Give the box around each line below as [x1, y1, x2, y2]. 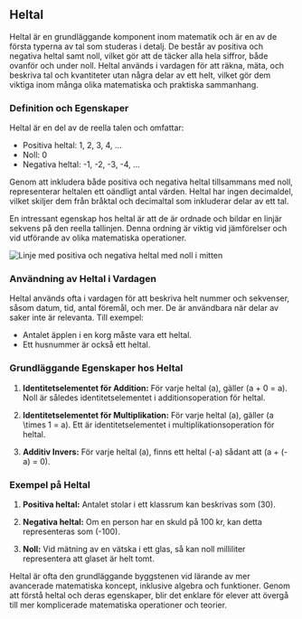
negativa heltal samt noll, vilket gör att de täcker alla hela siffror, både [9, 50, 269, 61]
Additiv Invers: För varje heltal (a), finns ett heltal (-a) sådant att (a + [22, 446, 279, 457]
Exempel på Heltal [9, 478, 90, 491]
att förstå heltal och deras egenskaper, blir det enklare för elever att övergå [9, 590, 289, 600]
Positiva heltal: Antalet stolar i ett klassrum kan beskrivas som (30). [22, 499, 276, 510]
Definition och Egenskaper [9, 101, 129, 114]
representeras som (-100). [22, 526, 120, 537]
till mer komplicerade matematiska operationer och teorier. [9, 600, 228, 610]
